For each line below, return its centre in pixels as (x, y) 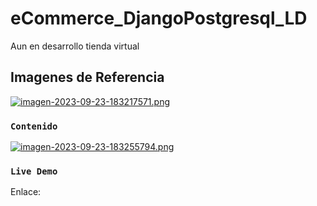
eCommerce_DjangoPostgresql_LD (159, 18)
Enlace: (26, 192)
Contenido (34, 126)
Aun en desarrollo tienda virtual (75, 46)
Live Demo (34, 171)
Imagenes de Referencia (87, 77)
